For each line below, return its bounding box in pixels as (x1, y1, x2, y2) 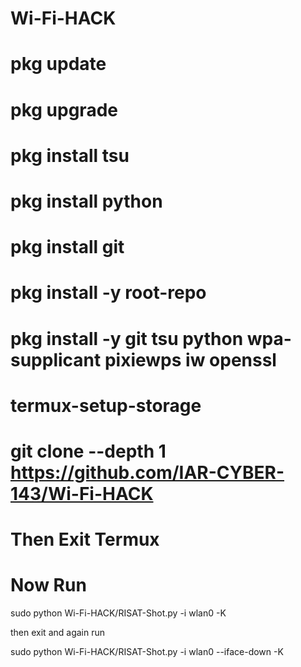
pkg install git (10, 236, 125, 259)
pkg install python (10, 190, 163, 212)
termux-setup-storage (10, 394, 202, 417)
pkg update (10, 53, 107, 76)
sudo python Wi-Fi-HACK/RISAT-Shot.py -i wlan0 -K (10, 607, 227, 619)
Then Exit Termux (10, 528, 160, 551)
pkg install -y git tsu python (10, 327, 244, 350)
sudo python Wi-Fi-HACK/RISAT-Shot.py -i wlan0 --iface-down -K (10, 646, 284, 657)
